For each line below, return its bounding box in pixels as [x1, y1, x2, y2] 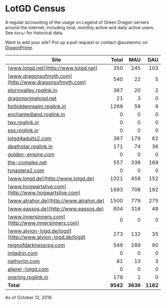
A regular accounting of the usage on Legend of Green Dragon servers [5, 19, 149, 25]
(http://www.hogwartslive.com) [7, 189, 81, 196]
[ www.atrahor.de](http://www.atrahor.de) [7, 197, 105, 204]
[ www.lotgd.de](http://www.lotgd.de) [7, 175, 95, 182]
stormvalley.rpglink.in [7, 87, 58, 94]
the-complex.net [7, 159, 47, 166]
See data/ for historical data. [5, 30, 64, 36]
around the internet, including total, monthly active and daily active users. [5, 24, 155, 30]
